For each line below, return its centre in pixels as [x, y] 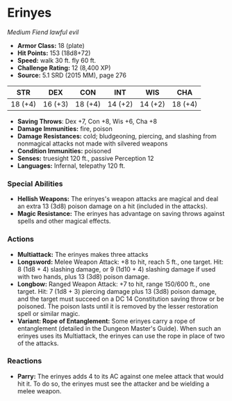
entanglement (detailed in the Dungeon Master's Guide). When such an [119, 328]
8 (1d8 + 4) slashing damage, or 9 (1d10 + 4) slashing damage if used [116, 269]
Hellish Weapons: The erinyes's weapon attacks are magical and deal [118, 199]
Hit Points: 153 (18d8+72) [54, 53]
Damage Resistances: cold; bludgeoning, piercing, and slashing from [117, 136]
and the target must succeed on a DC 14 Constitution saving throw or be [121, 299]
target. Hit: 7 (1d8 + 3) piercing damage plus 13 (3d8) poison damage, [117, 291]
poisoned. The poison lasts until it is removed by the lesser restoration [118, 306]
